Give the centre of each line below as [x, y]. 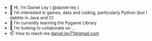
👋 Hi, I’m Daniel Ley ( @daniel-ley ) [44, 7]
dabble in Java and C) [32, 18]
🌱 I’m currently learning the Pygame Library [53, 23]
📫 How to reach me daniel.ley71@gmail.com [54, 33]
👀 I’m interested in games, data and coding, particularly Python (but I [78, 13]
